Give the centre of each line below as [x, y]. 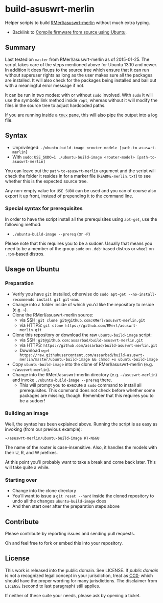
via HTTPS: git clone [41, 325]
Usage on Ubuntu [32, 269]
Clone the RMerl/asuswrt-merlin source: [53, 315]
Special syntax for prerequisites [44, 209]
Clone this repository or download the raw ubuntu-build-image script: [82, 335]
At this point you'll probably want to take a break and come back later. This [81, 462]
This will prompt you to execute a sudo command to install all [81, 385]
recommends [23, 300]
